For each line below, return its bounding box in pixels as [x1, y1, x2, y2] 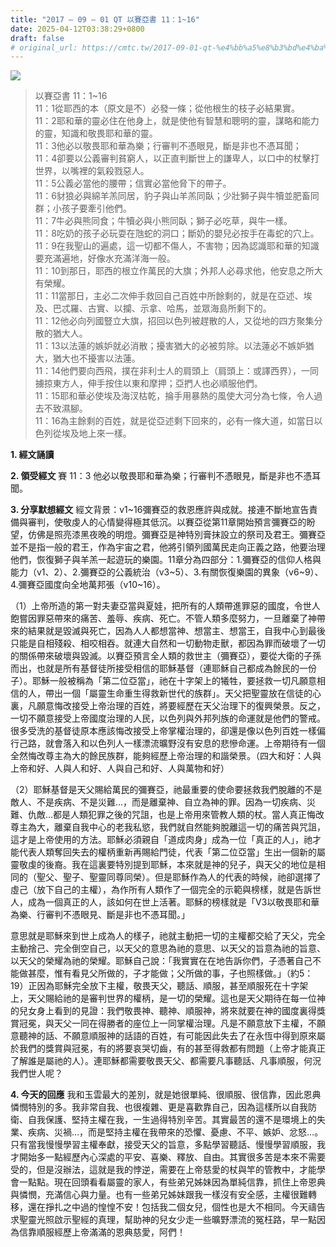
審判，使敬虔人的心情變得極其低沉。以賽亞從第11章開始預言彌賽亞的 [27, 516, 307, 528]
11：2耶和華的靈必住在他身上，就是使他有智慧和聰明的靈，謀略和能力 [34, 115, 320, 127]
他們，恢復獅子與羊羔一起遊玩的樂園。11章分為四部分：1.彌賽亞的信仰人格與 [10, 554, 322, 566]
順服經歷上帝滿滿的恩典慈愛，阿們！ [36, 1226, 186, 1238]
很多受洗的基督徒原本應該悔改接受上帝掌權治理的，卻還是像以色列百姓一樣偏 [10, 725, 326, 737]
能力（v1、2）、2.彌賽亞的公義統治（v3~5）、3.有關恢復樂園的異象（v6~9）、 [10, 566, 324, 578]
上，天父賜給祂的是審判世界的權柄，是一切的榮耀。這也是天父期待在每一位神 [10, 992, 326, 1005]
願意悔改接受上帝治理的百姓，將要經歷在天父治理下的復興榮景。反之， [36, 700, 326, 712]
